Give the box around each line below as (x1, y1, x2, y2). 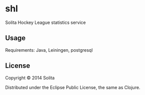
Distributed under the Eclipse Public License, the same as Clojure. (5, 84, 141, 90)
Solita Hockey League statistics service (5, 19, 86, 25)
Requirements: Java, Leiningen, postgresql (5, 47, 93, 53)
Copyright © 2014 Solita (5, 75, 55, 81)
